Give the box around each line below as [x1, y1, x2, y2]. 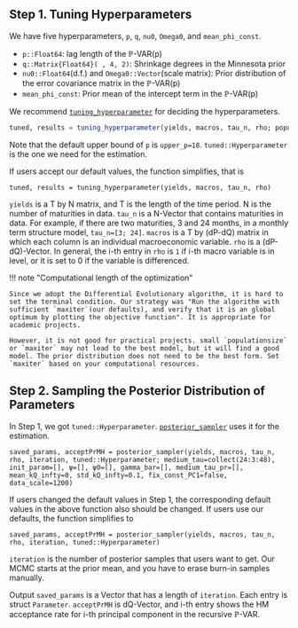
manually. [9, 572, 44, 583]
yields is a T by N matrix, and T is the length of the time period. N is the [9, 199, 272, 209]
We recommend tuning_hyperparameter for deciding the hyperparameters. [9, 106, 281, 116]
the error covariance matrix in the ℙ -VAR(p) [21, 77, 181, 88]
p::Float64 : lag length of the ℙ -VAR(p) [21, 48, 162, 59]
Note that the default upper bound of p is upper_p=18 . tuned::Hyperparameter [9, 139, 288, 150]
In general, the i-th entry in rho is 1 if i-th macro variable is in [53, 246, 275, 256]
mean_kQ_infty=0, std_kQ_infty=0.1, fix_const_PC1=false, [9, 470, 228, 480]
